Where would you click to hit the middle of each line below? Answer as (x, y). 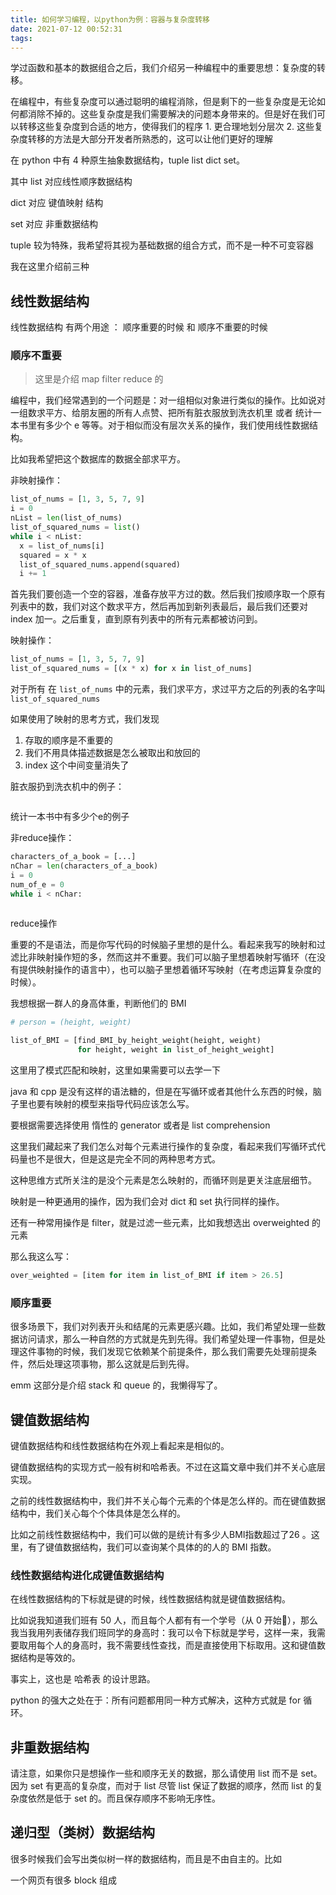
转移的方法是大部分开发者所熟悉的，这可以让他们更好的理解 (150, 139)
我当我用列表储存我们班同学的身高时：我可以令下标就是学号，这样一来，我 (163, 1633)
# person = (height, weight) (71, 1022)
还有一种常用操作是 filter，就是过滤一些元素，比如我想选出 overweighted (160, 1222)
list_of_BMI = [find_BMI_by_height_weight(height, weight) (136, 1041)
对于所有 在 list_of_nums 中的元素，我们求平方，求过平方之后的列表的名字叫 (168, 689)
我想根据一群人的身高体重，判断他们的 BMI (98, 1003)
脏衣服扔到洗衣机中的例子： (67, 787)
